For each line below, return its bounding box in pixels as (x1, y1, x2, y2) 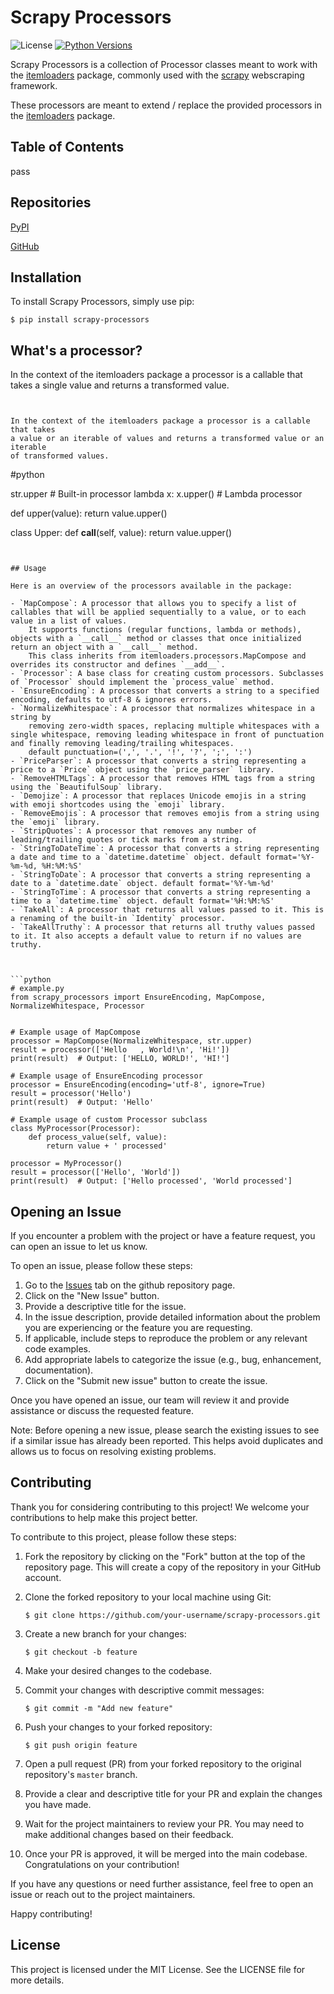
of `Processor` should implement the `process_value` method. (10, 677, 275, 688)
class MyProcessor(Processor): (10, 1124, 141, 1134)
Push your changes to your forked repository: (24, 1721, 213, 1733)
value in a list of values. (10, 616, 128, 626)
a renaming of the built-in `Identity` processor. (10, 914, 226, 924)
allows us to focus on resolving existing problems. (10, 1446, 217, 1457)
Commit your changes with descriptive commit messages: (24, 1684, 265, 1696)
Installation (10, 269, 82, 286)
